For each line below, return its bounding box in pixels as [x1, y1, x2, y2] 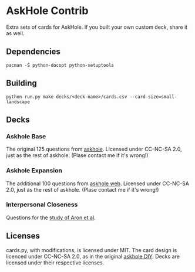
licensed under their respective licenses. [6, 259, 105, 266]
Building [6, 78, 37, 89]
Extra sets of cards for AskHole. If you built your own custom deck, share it [6, 23, 188, 30]
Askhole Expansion [6, 166, 63, 175]
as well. [6, 29, 25, 36]
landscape [6, 98, 31, 105]
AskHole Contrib [6, 4, 89, 18]
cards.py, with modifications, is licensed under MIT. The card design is [6, 246, 177, 253]
